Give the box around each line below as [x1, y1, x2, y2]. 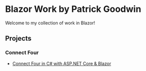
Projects [5, 34, 32, 43]
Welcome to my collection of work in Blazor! [5, 20, 95, 26]
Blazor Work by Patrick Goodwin [5, 3, 142, 15]
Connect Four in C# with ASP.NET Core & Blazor [12, 61, 111, 67]
